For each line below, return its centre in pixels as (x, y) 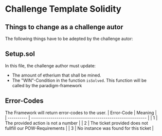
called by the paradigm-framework (47, 85)
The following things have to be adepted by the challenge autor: (69, 39)
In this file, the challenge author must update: (50, 66)
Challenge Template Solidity (63, 9)
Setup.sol (20, 54)
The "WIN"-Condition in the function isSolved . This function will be (79, 80)
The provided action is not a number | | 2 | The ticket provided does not (77, 123)
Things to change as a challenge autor (64, 27)
